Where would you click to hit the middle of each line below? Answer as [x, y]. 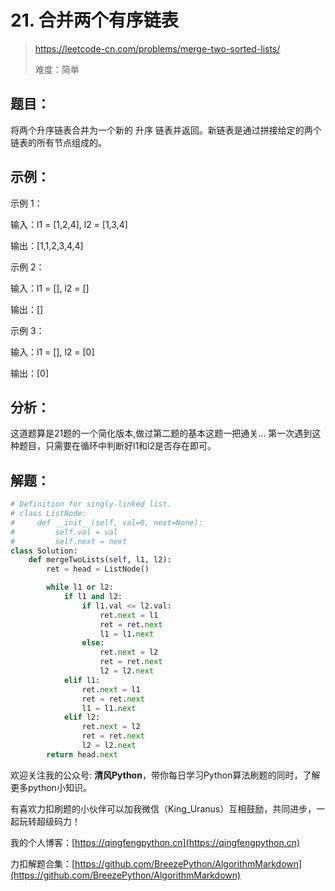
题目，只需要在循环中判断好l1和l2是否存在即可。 [117, 446]
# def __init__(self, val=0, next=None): [106, 522]
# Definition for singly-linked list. [91, 504]
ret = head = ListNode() [98, 569]
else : [93, 643]
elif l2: [82, 717]
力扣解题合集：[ [43, 863]
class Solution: [44, 551]
